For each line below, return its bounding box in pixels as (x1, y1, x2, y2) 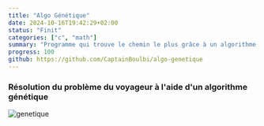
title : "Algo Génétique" (8, 11, 90, 20)
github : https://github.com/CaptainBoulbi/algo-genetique (8, 56, 203, 64)
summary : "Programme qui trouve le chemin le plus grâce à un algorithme (8, 41, 257, 49)
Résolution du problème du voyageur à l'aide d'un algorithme (8, 81, 247, 92)
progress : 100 (8, 48, 55, 56)
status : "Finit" (8, 26, 62, 34)
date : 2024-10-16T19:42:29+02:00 (8, 19, 119, 27)
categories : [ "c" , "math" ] (8, 33, 97, 42)
